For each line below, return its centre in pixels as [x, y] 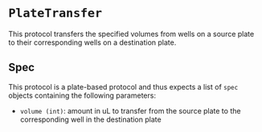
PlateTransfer [55, 13]
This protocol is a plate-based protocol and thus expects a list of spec [123, 86]
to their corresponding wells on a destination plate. [92, 42]
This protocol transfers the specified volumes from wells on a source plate [131, 34]
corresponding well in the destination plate [91, 119]
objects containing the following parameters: [82, 95]
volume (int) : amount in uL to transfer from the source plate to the [130, 110]
